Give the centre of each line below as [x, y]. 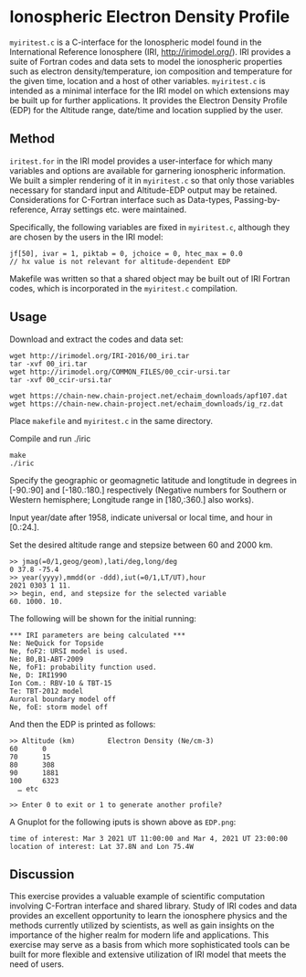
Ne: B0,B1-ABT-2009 [47, 659]
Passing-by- [257, 199]
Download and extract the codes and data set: [97, 339]
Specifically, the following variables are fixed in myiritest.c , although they [150, 227]
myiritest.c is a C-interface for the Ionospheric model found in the [136, 42]
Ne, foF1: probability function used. [83, 667]
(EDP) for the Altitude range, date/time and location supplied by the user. [146, 110]
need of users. [37, 964]
